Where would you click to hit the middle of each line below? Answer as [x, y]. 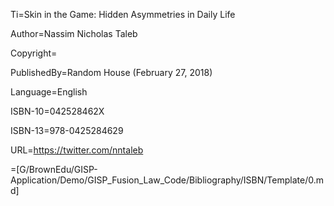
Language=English [49, 92]
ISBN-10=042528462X [57, 111]
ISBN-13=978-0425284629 [67, 130]
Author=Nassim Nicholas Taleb [74, 33]
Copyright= [34, 53]
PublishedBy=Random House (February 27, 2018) [111, 72]
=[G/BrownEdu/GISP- [54, 169]
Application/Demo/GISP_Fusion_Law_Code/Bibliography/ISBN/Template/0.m [167, 180]
